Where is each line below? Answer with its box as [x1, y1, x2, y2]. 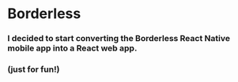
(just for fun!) [7, 64, 60, 75]
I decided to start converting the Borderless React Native [7, 33, 231, 44]
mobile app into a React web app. [7, 43, 138, 54]
